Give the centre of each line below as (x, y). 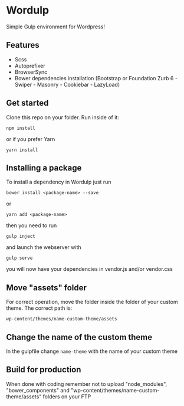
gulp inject (21, 237)
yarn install (22, 150)
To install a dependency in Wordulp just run (59, 182)
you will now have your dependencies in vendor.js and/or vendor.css (89, 269)
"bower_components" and (38, 390)
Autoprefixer (30, 66)
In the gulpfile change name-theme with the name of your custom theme (92, 351)
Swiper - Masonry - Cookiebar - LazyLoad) (67, 84)
